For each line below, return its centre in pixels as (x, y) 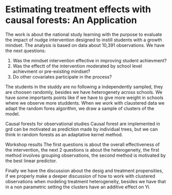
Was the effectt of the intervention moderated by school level (77, 66)
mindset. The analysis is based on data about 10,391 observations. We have (85, 45)
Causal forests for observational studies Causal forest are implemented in (83, 124)
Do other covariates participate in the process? (62, 77)
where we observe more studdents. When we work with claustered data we (85, 103)
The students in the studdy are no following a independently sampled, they (84, 87)
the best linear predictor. (31, 161)
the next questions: (26, 51)
